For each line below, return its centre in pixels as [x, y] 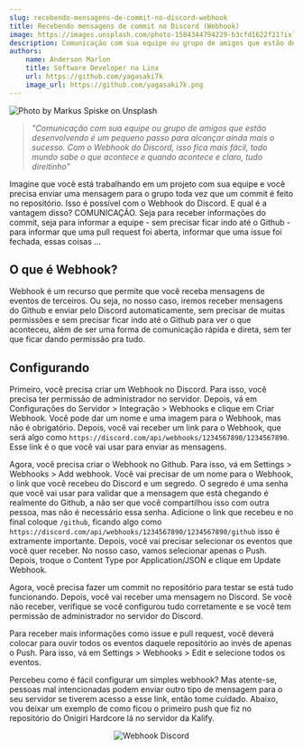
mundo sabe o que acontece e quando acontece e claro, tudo [147, 157]
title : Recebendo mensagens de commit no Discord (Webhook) [125, 26]
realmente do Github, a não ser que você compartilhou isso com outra [139, 503]
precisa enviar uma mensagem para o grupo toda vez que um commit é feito [151, 193]
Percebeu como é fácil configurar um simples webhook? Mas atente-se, [143, 680]
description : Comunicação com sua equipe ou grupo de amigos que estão [147, 43]
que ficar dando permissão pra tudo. [78, 339]
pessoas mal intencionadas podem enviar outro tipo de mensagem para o [146, 689]
